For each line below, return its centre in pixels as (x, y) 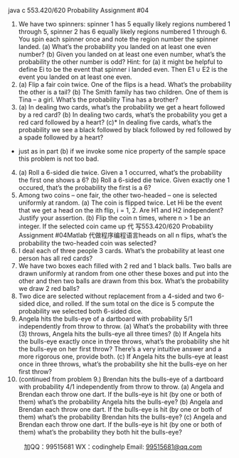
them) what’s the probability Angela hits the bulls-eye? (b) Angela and (121, 402)
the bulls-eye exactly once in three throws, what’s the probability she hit (124, 341)
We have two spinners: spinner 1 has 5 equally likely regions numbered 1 (124, 24)
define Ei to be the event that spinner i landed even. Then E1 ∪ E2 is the (123, 69)
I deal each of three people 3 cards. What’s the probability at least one (121, 251)
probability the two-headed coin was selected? (87, 243)
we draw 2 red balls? (49, 288)
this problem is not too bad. (58, 159)
